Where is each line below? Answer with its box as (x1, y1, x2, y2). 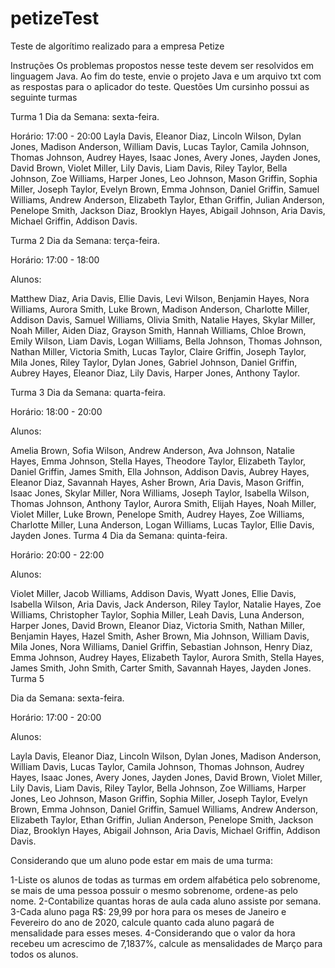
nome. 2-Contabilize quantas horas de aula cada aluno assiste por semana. (10, 895, 322, 907)
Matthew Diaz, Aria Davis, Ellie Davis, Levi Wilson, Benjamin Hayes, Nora (10, 292, 310, 304)
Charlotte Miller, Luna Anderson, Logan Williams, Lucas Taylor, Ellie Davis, (10, 518, 315, 531)
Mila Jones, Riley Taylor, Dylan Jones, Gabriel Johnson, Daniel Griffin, (10, 356, 298, 368)
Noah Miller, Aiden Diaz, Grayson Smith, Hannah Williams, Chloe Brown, (10, 324, 307, 336)
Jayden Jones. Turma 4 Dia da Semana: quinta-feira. (10, 529, 228, 541)
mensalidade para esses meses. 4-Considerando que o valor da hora (10, 927, 296, 939)
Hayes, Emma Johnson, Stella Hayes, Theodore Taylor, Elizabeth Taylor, (10, 455, 307, 467)
